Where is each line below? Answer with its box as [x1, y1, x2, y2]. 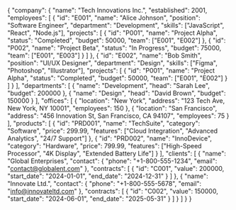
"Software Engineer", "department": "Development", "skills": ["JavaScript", [7, 21, 225, 29]
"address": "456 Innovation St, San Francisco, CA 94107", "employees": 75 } [7, 111, 230, 120]
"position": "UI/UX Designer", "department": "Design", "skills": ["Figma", [7, 59, 218, 67]
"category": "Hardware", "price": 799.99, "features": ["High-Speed [7, 142, 202, 150]
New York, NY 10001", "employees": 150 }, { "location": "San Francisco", [7, 104, 218, 112]
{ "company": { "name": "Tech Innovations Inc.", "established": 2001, [7, 6, 208, 14]
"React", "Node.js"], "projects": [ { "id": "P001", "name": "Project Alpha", [7, 28, 218, 37]
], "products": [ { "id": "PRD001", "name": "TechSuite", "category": [7, 119, 201, 127]
